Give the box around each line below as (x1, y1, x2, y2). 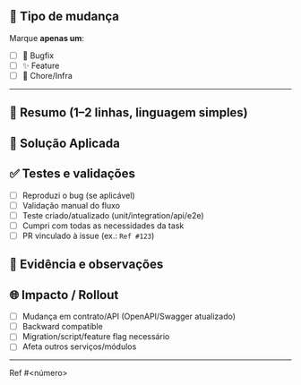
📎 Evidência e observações (9, 257, 164, 272)
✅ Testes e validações (9, 167, 136, 182)
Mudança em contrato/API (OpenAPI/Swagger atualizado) (21, 311, 236, 322)
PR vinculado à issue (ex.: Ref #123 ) (21, 230, 155, 241)
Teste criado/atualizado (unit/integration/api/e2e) (21, 210, 204, 220)
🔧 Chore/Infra (21, 70, 73, 81)
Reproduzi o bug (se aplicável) (21, 190, 136, 201)
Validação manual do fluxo (21, 200, 121, 210)
